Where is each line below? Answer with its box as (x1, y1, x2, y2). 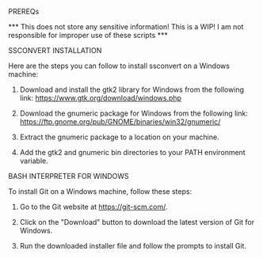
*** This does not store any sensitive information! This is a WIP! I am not (8, 22, 244, 31)
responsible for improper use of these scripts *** (8, 31, 169, 40)
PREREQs (8, 7, 40, 16)
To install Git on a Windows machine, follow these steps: (8, 187, 192, 196)
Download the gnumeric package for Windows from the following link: (19, 108, 248, 118)
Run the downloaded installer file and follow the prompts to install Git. (19, 241, 247, 250)
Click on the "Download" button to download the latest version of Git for (19, 218, 255, 226)
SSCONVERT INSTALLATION (8, 46, 102, 55)
